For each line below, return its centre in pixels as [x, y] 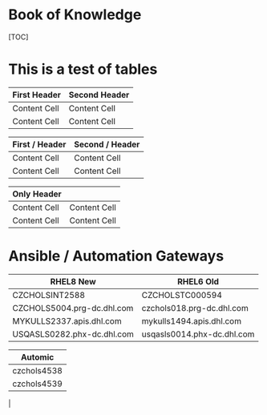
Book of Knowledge [75, 15]
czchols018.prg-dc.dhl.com [195, 308]
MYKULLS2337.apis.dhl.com [67, 320]
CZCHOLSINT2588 [49, 295]
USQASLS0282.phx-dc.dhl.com [73, 334]
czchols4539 [37, 384]
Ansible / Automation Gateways [116, 256]
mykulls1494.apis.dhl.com [192, 320]
